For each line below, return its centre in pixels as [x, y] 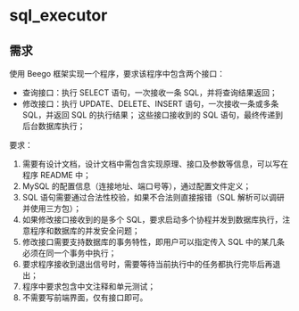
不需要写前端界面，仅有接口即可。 [85, 298]
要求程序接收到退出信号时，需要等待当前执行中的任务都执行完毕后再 [147, 264]
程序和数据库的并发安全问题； [85, 231]
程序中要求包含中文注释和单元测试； [89, 286]
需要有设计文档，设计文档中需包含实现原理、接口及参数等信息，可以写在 [155, 164]
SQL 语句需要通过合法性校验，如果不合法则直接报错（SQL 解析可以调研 [153, 197]
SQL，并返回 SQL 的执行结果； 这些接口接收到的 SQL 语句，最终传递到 [153, 115]
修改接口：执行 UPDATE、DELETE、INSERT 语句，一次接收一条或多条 [150, 104]
